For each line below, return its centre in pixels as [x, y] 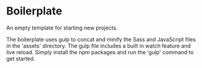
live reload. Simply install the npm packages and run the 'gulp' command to [100, 52]
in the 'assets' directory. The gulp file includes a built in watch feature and [99, 46]
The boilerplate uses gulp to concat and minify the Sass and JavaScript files [101, 39]
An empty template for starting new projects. [62, 28]
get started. [21, 58]
